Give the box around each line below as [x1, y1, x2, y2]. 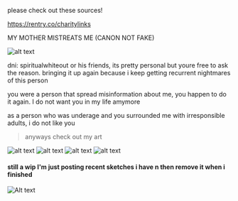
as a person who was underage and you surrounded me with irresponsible [7, 112, 225, 119]
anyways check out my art [24, 133, 102, 141]
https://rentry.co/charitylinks [7, 20, 91, 28]
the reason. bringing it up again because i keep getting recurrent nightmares [7, 69, 231, 77]
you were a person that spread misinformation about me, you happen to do [7, 90, 227, 98]
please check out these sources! [7, 6, 103, 14]
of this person [7, 76, 48, 85]
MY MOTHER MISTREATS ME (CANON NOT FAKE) [7, 33, 155, 42]
